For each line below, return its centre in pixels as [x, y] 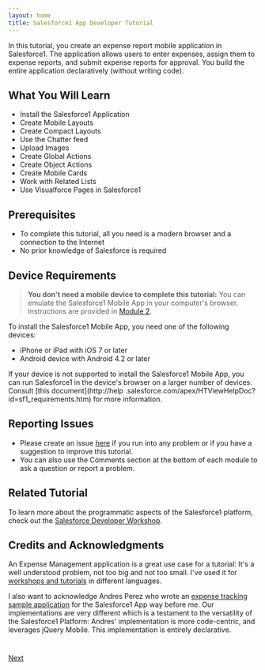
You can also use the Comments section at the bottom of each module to [138, 460]
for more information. [128, 399]
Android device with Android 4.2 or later [85, 358]
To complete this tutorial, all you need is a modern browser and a [125, 234]
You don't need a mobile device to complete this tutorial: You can [136, 294]
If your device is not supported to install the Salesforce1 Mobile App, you [126, 374]
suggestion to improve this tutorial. [76, 451]
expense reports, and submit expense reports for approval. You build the [127, 62]
